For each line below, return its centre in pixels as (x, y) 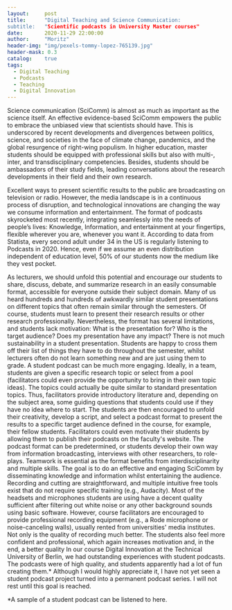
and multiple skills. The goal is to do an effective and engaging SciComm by (115, 469)
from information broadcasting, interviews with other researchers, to (105, 454)
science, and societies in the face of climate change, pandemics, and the (111, 140)
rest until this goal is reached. (49, 586)
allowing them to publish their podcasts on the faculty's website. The (106, 439)
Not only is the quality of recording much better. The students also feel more (116, 535)
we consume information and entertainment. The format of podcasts (105, 213)
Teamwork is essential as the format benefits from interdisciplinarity (122, 461)
